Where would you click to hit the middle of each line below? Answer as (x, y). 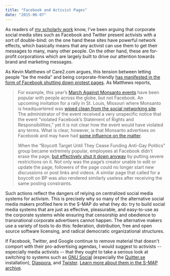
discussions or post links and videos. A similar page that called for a (89, 172)
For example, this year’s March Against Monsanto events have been (89, 92)
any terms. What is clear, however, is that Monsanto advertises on (87, 130)
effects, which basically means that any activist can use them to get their (81, 45)
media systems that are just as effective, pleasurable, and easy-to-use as (82, 209)
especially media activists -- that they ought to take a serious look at (77, 252)
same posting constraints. (45, 183)
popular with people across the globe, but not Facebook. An (80, 98)
